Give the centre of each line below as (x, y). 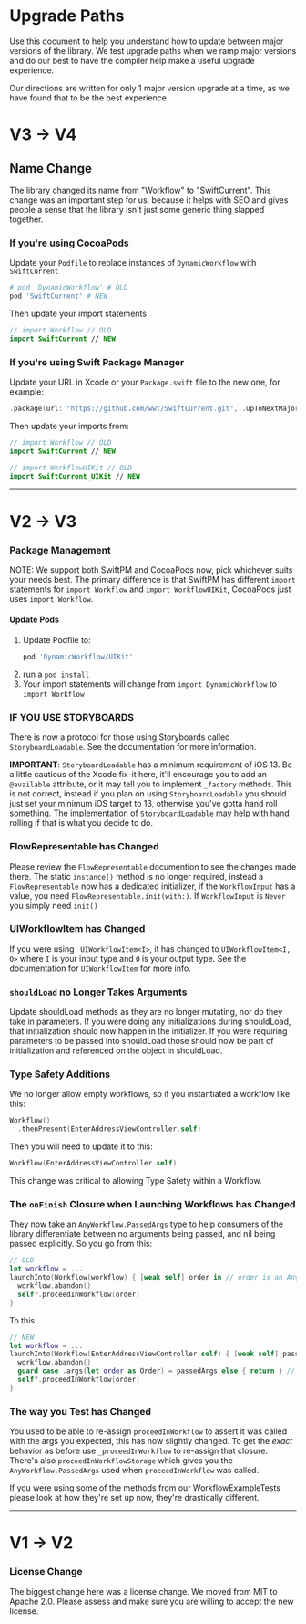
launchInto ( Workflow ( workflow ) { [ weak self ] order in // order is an (146, 1278)
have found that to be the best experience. (89, 98)
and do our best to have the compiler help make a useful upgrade (132, 60)
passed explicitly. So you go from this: (81, 1244)
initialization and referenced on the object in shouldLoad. (116, 1050)
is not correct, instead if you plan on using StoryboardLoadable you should (148, 794)
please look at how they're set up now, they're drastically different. (134, 1498)
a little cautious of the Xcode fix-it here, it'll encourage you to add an (138, 775)
